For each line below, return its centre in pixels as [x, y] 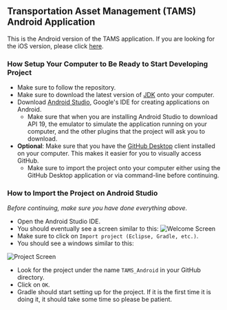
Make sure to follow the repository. [66, 87]
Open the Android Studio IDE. [59, 221]
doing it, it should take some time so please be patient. [95, 300]
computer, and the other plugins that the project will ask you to [116, 132]
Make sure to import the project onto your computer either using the [124, 168]
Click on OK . [33, 285]
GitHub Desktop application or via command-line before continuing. [123, 176]
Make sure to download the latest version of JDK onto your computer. [116, 95]
